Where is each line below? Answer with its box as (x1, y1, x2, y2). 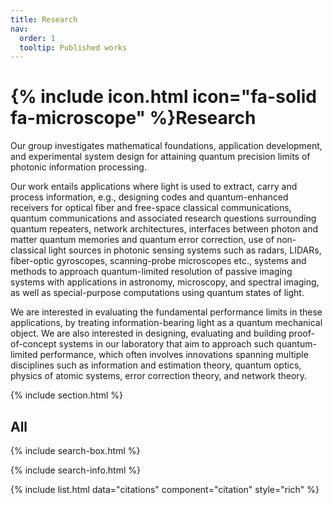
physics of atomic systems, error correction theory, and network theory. (10, 370, 308, 382)
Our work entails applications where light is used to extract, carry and (10, 181, 298, 193)
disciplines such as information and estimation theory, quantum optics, (10, 359, 302, 371)
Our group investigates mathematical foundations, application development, (10, 140, 323, 152)
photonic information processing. (10, 161, 147, 173)
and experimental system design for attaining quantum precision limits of (10, 151, 311, 163)
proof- (288, 327, 315, 340)
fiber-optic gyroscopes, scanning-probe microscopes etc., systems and (10, 255, 307, 267)
